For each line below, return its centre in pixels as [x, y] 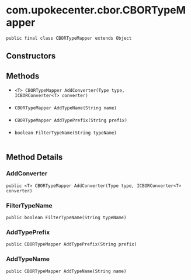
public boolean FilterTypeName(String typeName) [66, 218]
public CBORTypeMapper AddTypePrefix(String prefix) [72, 244]
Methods [23, 76]
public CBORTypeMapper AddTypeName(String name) [66, 271]
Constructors [31, 56]
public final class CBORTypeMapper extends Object [69, 38]
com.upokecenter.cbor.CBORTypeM [96, 10]
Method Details [34, 157]
